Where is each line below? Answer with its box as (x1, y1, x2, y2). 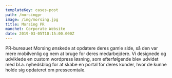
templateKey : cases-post (5, 7, 59, 13)
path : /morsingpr (5, 12, 43, 17)
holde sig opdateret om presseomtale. (5, 67, 86, 73)
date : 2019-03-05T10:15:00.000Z (5, 31, 74, 36)
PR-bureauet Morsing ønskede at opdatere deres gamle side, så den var (5, 45, 158, 51)
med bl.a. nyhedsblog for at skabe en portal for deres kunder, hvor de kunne (5, 62, 167, 67)
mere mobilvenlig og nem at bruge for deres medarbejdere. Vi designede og (5, 50, 166, 57)
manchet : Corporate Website (5, 27, 66, 32)
